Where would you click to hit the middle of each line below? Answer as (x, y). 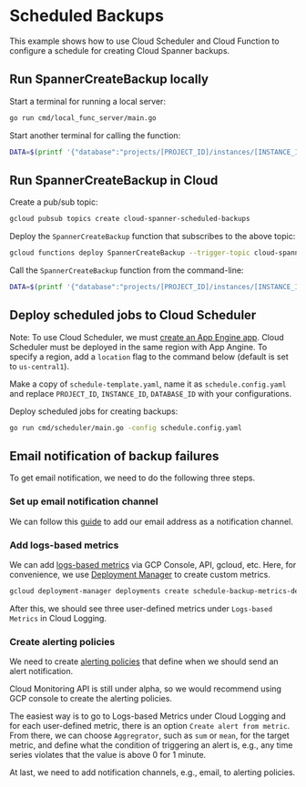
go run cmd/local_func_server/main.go (83, 118)
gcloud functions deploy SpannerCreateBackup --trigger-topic (130, 253)
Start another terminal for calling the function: (95, 135)
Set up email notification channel (84, 501)
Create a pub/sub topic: (54, 202)
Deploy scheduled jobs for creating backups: (94, 411)
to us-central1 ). (40, 366)
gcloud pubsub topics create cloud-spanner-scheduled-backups (130, 219)
